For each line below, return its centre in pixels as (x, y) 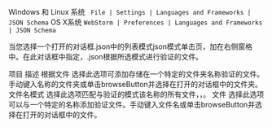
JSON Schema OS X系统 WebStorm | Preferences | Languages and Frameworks (136, 22)
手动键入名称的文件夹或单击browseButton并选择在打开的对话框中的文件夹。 (135, 84)
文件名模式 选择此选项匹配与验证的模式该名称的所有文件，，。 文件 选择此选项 (136, 94)
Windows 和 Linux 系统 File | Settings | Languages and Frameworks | (130, 12)
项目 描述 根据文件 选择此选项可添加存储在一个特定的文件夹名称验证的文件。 (136, 74)
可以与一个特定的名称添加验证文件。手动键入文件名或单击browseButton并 (132, 105)
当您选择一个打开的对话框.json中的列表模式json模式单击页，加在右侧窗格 (130, 46)
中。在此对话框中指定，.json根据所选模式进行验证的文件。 (106, 57)
